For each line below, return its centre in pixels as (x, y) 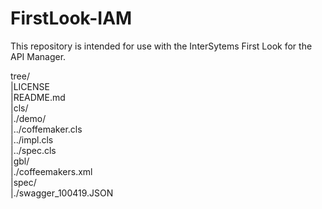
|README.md (38, 97)
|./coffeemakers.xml (51, 171)
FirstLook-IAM (71, 18)
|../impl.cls (32, 139)
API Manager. (38, 56)
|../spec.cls (33, 150)
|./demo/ (28, 118)
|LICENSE (30, 86)
